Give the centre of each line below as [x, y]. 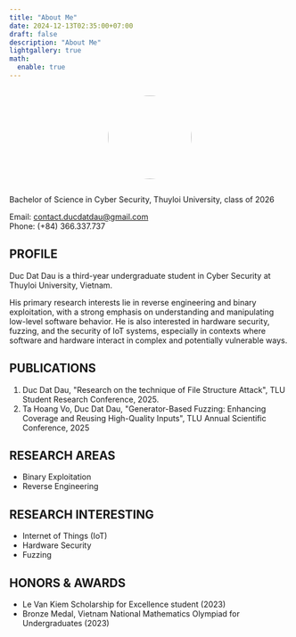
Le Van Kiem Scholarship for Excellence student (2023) [124, 604]
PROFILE [33, 254]
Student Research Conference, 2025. [90, 399]
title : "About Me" [43, 17]
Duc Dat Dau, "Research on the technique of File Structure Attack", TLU [153, 389]
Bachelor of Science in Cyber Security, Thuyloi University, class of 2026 [142, 199]
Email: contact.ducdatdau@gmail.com [79, 216]
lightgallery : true [45, 51]
